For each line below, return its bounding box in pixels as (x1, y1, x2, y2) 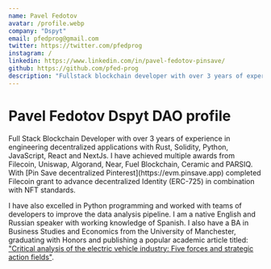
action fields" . (8, 252, 54, 262)
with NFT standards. (8, 185, 77, 195)
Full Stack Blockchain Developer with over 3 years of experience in (8, 133, 231, 143)
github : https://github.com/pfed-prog (8, 65, 139, 73)
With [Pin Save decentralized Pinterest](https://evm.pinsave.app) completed (8, 167, 261, 178)
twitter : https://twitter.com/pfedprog (8, 42, 143, 50)
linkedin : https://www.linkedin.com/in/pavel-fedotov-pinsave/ (8, 57, 226, 65)
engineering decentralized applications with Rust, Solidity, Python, (8, 142, 228, 152)
